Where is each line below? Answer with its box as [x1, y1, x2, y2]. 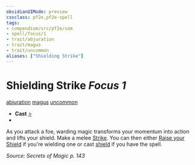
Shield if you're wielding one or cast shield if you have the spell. [6, 141, 162, 148]
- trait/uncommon [6, 48, 49, 54]
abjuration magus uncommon [6, 98, 78, 105]
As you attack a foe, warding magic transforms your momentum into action [6, 127, 190, 135]
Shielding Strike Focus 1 [6, 79, 127, 92]
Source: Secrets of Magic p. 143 [6, 152, 85, 159]
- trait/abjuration [6, 36, 55, 42]
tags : [6, 20, 20, 26]
